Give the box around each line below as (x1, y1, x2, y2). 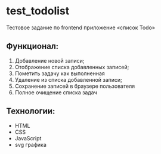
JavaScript (14, 134, 42, 141)
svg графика (14, 141, 47, 148)
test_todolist (6, 4, 70, 18)
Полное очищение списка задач (14, 88, 97, 96)
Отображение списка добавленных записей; (14, 63, 129, 70)
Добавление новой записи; (14, 57, 85, 64)
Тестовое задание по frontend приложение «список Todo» (6, 24, 155, 31)
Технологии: (6, 106, 55, 116)
